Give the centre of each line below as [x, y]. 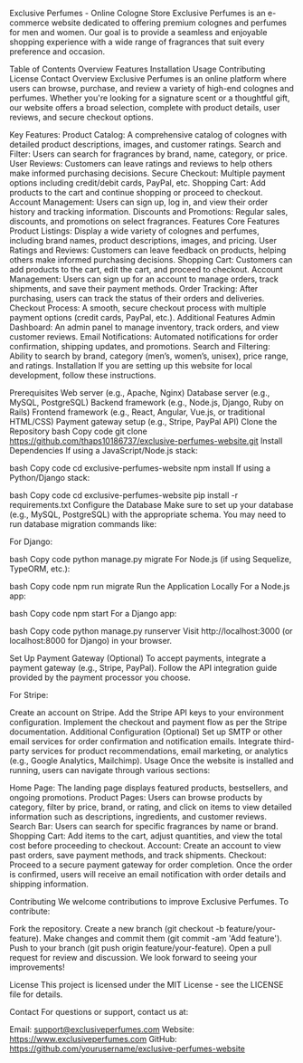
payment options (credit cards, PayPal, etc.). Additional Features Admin [142, 317]
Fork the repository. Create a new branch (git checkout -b [117, 929]
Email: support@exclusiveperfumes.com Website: [102, 1029]
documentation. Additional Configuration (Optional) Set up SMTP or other [146, 732]
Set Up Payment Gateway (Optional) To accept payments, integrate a [138, 658]
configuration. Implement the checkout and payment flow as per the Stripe [148, 722]
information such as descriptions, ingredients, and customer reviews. [138, 817]
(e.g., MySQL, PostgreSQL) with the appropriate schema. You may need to [148, 514]
